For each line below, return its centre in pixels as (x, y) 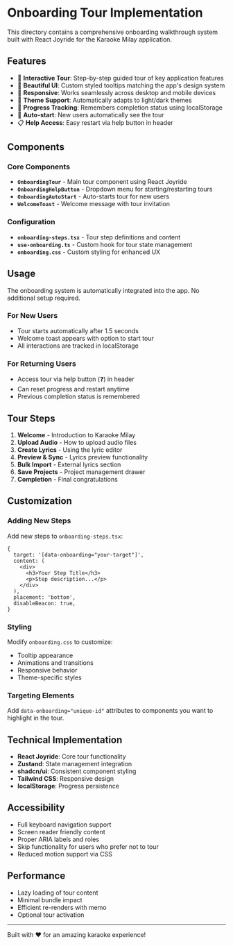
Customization (40, 501)
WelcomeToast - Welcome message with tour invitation (93, 204)
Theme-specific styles (49, 677)
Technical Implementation (65, 740)
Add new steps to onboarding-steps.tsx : (65, 536)
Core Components (39, 167)
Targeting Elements (41, 695)
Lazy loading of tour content (58, 893)
